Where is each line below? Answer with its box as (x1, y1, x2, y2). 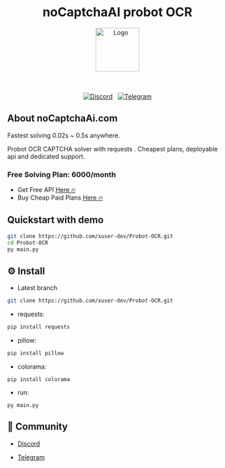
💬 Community (7, 421, 68, 433)
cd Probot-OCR (7, 239, 49, 246)
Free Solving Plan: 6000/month (7, 170, 117, 179)
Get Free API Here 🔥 (17, 186, 76, 194)
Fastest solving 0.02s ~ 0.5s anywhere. (7, 131, 120, 139)
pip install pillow (7, 350, 64, 357)
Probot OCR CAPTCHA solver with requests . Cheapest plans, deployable (7, 144, 218, 153)
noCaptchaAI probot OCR (42, 4, 193, 20)
